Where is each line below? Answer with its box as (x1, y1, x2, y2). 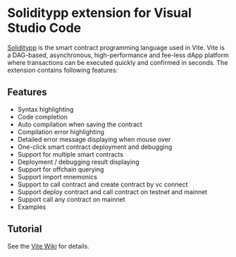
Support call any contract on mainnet (17, 195, 125, 203)
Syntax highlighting (17, 104, 74, 114)
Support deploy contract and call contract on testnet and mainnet (17, 187, 208, 196)
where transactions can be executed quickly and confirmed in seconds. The (7, 58, 228, 66)
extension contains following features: (7, 66, 118, 74)
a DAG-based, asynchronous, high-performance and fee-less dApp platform (7, 51, 229, 59)
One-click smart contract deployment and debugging (17, 143, 173, 151)
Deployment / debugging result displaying (17, 157, 139, 166)
